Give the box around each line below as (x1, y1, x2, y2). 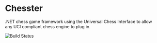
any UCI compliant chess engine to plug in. (5, 23, 91, 29)
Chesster (5, 3, 43, 14)
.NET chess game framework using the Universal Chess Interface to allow (5, 19, 153, 24)
